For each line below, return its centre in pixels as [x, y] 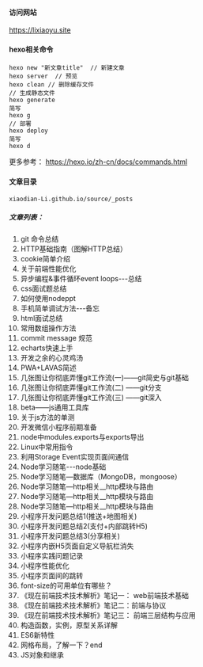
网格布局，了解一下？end [61, 645]
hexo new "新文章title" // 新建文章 [67, 68]
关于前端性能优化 [48, 269]
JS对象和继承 [42, 654]
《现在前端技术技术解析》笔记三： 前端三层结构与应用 [108, 615]
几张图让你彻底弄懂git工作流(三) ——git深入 [91, 397]
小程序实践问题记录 [52, 555]
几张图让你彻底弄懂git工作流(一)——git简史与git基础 [104, 377]
